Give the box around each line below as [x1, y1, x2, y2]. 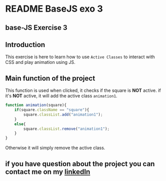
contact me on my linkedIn [5, 167, 91, 176]
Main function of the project [5, 74, 95, 83]
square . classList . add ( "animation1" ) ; [23, 112, 103, 117]
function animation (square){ [5, 102, 67, 108]
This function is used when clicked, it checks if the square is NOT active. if [5, 87, 161, 94]
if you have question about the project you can [5, 159, 155, 168]
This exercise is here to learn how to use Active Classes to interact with [5, 54, 155, 60]
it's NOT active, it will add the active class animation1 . [5, 93, 117, 99]
